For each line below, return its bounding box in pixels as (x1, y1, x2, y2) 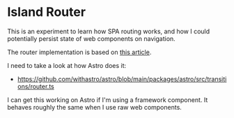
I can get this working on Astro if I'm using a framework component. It (7, 95, 208, 104)
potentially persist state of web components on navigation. (7, 34, 175, 42)
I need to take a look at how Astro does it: (7, 61, 127, 69)
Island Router (7, 4, 86, 20)
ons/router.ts (17, 82, 54, 90)
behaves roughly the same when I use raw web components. (7, 103, 182, 111)
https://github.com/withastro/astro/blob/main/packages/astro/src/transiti (17, 74, 227, 83)
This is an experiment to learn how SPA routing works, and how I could (7, 27, 210, 35)
